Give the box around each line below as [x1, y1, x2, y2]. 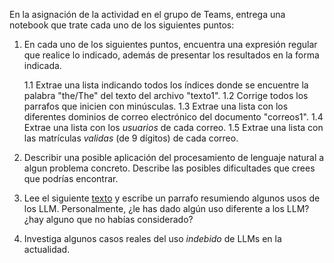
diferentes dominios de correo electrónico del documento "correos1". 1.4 [23, 111, 324, 123]
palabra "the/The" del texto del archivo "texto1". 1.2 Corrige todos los [23, 90, 309, 101]
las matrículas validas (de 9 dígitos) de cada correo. [23, 132, 239, 144]
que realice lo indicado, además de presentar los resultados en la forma [23, 49, 320, 61]
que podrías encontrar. [23, 173, 119, 184]
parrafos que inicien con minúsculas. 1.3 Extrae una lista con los [23, 100, 289, 112]
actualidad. [23, 244, 71, 255]
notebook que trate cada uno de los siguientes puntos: [9, 19, 235, 31]
